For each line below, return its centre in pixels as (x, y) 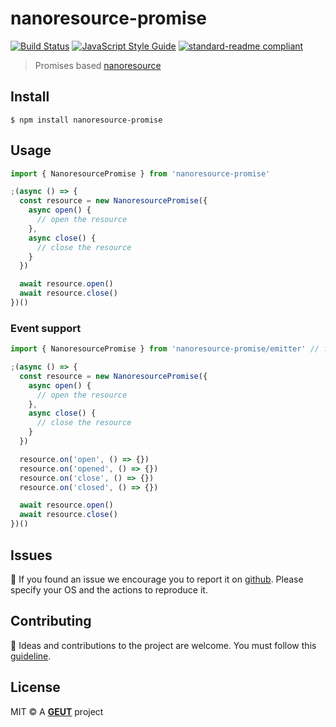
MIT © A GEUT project (57, 711)
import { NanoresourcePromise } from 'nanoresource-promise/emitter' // (165, 349)
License (35, 687)
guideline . (31, 656)
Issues (31, 555)
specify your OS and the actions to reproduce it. (109, 589)
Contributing (51, 621)
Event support (46, 328)
